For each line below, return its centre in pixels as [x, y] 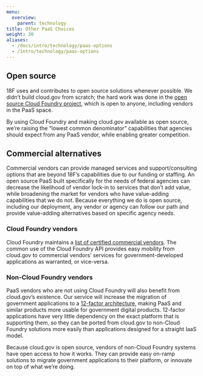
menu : [13, 12]
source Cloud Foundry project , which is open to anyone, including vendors [100, 103]
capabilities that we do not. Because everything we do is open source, [94, 200]
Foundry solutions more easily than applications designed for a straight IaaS [101, 329]
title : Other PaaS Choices [40, 29]
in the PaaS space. [30, 110]
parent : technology [42, 23]
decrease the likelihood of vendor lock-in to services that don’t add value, [99, 187]
